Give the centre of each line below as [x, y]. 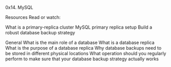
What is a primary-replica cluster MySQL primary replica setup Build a [79, 27]
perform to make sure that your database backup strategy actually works [82, 59]
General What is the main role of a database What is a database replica [80, 42]
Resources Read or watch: [33, 17]
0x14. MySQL [19, 7]
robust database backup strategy [40, 32]
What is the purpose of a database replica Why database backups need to [83, 48]
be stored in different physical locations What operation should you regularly [86, 53]
